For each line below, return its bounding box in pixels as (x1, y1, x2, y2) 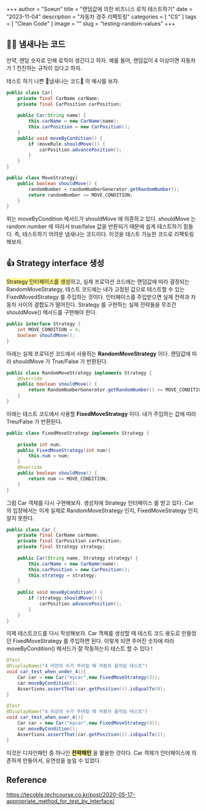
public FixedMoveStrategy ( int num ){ (17, 447, 112, 453)
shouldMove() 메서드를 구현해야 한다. (6, 309, 97, 316)
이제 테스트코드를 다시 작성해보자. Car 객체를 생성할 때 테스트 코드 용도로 (6, 629, 181, 637)
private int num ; (17, 441, 62, 448)
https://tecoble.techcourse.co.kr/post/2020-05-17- (6, 791, 135, 799)
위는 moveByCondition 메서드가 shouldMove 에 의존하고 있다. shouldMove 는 (6, 215, 196, 223)
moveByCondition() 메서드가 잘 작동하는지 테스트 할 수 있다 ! (6, 645, 153, 652)
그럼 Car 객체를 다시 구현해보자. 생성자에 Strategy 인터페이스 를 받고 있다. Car (6, 499, 194, 506)
